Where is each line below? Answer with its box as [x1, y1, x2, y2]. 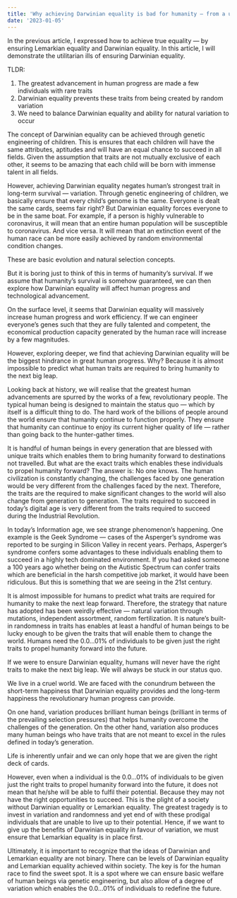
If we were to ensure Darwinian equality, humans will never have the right [7, 658, 221, 666]
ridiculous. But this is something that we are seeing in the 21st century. [7, 578, 213, 586]
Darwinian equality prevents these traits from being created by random [17, 93, 224, 103]
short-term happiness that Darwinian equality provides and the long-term [7, 687, 220, 695]
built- [210, 614, 226, 622]
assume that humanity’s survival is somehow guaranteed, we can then [7, 276, 212, 285]
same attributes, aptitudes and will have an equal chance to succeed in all [7, 145, 222, 153]
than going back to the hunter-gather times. [7, 430, 135, 438]
